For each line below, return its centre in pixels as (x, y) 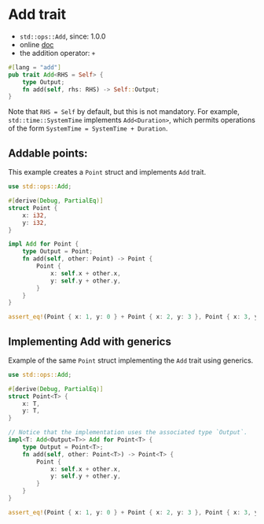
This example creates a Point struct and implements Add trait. (107, 172)
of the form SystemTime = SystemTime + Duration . (88, 128)
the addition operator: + (57, 53)
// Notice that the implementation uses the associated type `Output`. (128, 433)
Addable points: (48, 153)
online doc (37, 44)
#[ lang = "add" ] (35, 67)
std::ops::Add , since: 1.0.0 (62, 36)
